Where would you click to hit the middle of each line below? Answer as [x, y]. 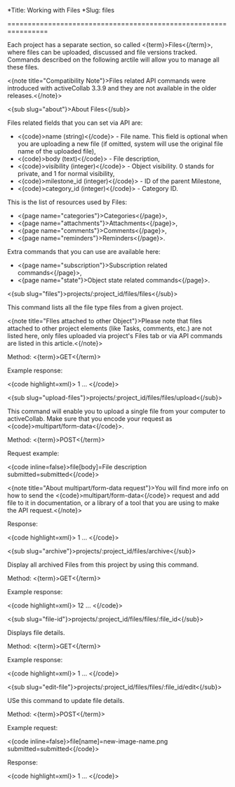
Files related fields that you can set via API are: [75, 123]
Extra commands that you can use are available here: [84, 251]
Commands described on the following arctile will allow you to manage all [113, 60]
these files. [23, 67]
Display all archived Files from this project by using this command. [103, 565]
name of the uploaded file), [56, 151]
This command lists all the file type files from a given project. [95, 307]
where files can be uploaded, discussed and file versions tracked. [102, 52]
